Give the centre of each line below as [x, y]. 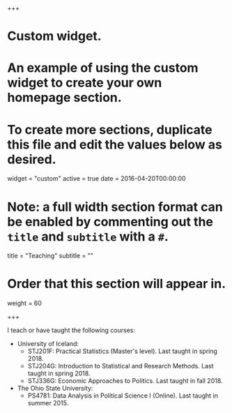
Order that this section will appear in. [117, 284]
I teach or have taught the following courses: [71, 330]
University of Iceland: [48, 344]
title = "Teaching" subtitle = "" [51, 256]
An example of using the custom [103, 68]
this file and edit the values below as [115, 144]
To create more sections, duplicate [110, 129]
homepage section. [64, 98]
